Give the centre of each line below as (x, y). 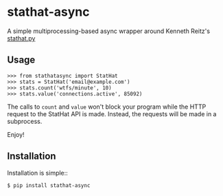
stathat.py (21, 38)
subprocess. (25, 121)
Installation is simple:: (38, 173)
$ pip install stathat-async (49, 185)
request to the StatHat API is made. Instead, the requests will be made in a (112, 113)
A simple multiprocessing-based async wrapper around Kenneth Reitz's (109, 31)
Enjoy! (16, 134)
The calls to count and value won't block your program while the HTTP (107, 107)
